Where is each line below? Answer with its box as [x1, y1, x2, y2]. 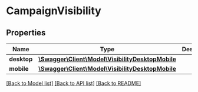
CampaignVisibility [6, 4, 101, 18]
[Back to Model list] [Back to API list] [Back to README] [6, 80, 141, 87]
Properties [6, 28, 46, 38]
